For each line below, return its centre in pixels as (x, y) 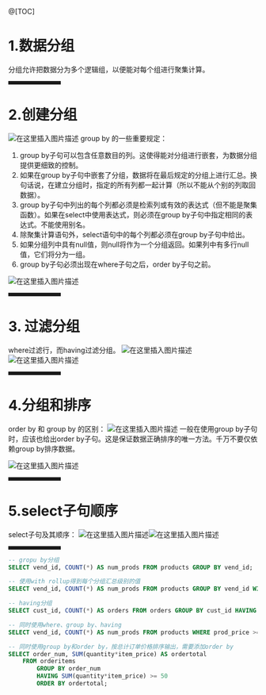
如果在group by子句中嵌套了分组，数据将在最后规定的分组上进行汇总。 (135, 175)
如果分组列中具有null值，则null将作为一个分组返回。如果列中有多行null (134, 244)
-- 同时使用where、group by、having (65, 625)
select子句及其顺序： (42, 534)
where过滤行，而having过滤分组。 (64, 350)
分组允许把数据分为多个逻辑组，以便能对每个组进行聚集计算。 (109, 69)
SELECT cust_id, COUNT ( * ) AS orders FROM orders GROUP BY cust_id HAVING (133, 611)
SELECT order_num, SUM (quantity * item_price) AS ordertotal (108, 654)
